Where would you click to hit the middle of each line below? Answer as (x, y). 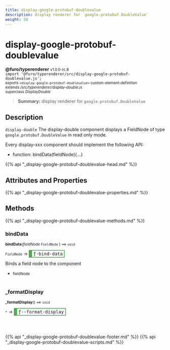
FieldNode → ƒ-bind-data (34, 254)
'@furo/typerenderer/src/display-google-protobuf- (76, 74)
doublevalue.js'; (24, 79)
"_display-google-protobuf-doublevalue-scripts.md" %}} (65, 342)
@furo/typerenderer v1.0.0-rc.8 (37, 69)
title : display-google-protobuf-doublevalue (53, 10)
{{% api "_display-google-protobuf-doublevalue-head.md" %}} (71, 164)
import (12, 74)
